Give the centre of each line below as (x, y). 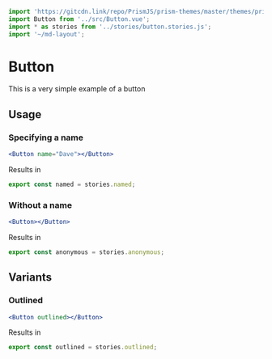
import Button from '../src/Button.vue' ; (79, 19)
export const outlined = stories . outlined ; (83, 348)
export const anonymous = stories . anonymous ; (86, 252)
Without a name (40, 205)
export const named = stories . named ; (72, 184)
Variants (30, 278)
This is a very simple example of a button (77, 89)
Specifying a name (46, 137)
